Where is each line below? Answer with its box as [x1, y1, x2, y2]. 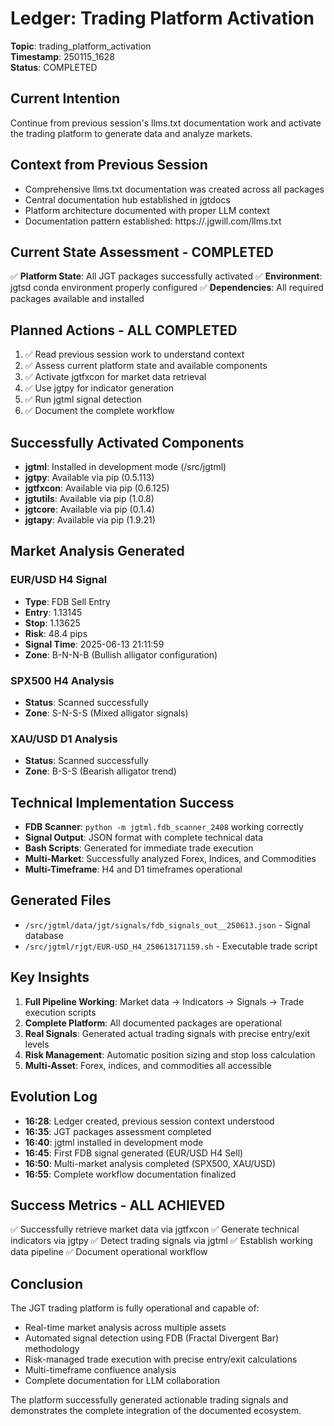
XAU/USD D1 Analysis [10, 732, 118, 746]
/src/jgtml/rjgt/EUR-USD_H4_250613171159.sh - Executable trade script [24, 940, 318, 952]
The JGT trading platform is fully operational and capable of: [10, 1302, 260, 1314]
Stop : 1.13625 [24, 617, 81, 629]
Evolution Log [10, 1088, 98, 1106]
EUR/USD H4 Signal [10, 573, 108, 587]
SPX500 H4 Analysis [10, 673, 115, 687]
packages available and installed [10, 293, 145, 305]
